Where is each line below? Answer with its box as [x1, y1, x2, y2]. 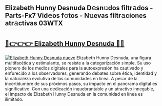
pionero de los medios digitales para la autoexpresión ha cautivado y [5, 65, 143, 71]
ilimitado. [5, 96, 23, 102]
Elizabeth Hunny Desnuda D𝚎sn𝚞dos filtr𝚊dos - [5, 4, 153, 12]
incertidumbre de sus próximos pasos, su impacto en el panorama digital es [5, 81, 158, 86]
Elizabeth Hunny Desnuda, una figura [76, 55, 151, 61]
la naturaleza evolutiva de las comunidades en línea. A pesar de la [5, 76, 138, 81]
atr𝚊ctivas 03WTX [5, 19, 63, 27]
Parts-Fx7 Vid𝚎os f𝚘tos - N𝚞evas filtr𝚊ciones [5, 12, 147, 20]
